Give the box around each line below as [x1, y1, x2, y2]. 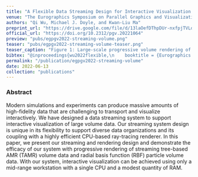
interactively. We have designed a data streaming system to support [6, 114, 171, 121]
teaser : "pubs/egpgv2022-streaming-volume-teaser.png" [6, 42, 144, 48]
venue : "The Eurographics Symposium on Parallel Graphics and [6, 14, 162, 20]
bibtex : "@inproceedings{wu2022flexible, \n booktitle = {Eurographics [6, 52, 192, 58]
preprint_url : [6, 25, 41, 31]
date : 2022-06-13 [6, 63, 49, 69]
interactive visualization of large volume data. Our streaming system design [6, 120, 189, 127]
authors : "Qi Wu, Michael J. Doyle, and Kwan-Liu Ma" [6, 19, 141, 25]
